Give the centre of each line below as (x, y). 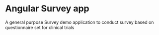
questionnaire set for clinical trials (40, 27)
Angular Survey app (47, 9)
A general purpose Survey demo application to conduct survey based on (79, 22)
